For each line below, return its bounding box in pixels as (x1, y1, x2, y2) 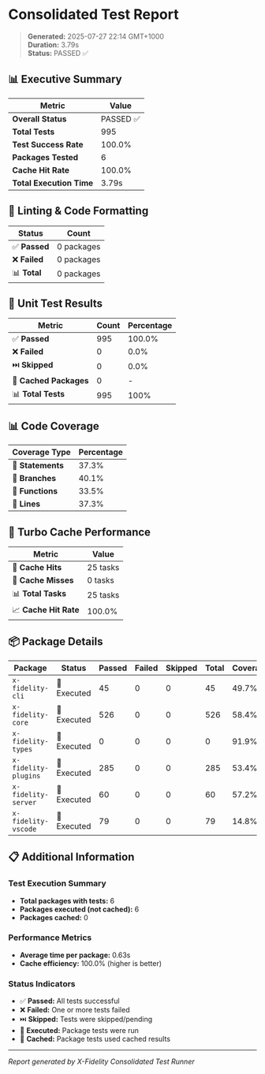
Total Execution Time (12, 177, 94, 188)
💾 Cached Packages (12, 375, 89, 386)
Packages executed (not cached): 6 (19, 904, 140, 914)
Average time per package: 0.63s (19, 950, 131, 960)
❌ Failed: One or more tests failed (19, 1005, 130, 1015)
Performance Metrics (8, 932, 92, 943)
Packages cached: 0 (19, 912, 88, 922)
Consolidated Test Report (8, 6, 179, 24)
